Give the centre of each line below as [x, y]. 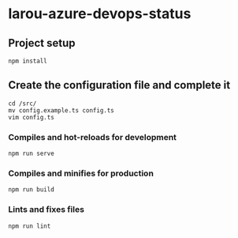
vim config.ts [32, 117]
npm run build [32, 190]
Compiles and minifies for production [81, 173]
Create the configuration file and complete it [119, 85]
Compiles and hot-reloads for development [93, 137]
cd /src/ [22, 104]
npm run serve [32, 154]
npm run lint [30, 226]
